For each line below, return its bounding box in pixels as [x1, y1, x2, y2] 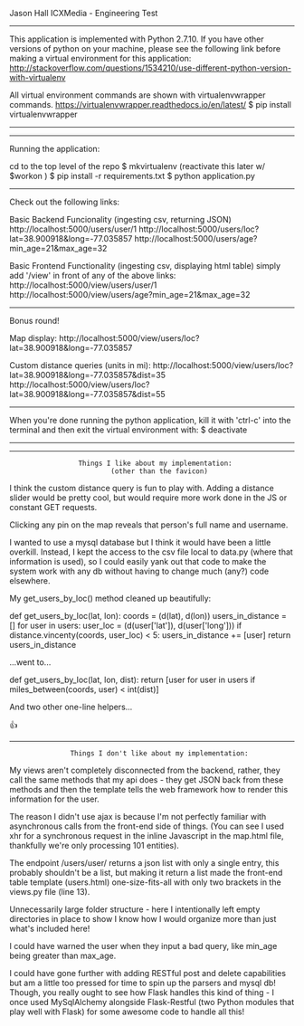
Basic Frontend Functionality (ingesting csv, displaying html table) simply [9, 261, 281, 271]
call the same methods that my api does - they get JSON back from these [9, 774, 284, 785]
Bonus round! [9, 316, 61, 326]
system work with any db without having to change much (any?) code [9, 565, 270, 576]
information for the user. [9, 793, 100, 804]
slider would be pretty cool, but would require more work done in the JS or [9, 492, 288, 503]
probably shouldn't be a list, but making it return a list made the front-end [9, 868, 283, 878]
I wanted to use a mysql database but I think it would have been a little [9, 537, 271, 547]
